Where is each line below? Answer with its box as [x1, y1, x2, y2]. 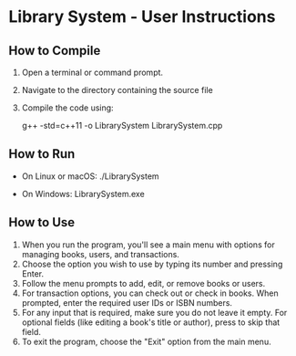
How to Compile [8, 43, 101, 58]
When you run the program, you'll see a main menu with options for [21, 239, 275, 250]
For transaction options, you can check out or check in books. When [21, 288, 279, 298]
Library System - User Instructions [8, 6, 276, 27]
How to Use [8, 215, 76, 230]
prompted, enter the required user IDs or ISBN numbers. [21, 297, 233, 308]
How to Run [8, 146, 76, 162]
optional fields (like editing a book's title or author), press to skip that [21, 317, 281, 328]
